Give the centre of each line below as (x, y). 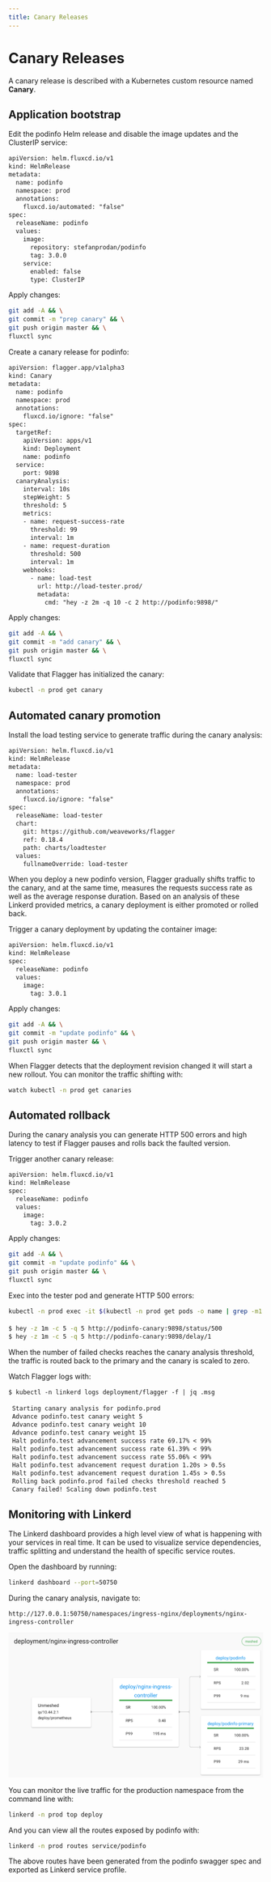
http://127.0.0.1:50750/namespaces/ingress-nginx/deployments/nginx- (128, 1614)
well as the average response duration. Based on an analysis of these (124, 896)
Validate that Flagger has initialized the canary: (86, 674)
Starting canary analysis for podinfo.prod (86, 1408)
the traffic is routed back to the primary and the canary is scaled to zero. (129, 1361)
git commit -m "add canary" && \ (65, 642)
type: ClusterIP (57, 280)
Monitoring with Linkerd (70, 1514)
